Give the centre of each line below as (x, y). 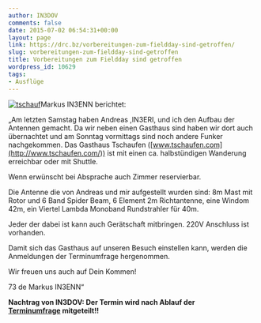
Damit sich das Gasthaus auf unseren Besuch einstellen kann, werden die (128, 248)
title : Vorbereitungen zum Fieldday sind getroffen (95, 60)
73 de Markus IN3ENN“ (46, 287)
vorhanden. (27, 232)
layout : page (30, 38)
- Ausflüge (26, 81)
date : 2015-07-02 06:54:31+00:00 (63, 30)
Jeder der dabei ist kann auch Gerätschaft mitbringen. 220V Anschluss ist (129, 224)
